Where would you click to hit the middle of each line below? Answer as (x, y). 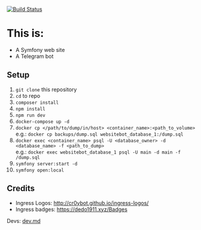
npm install (30, 109)
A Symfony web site (40, 50)
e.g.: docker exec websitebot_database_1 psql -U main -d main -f (98, 152)
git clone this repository (46, 89)
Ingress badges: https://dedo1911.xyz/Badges (71, 209)
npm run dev (30, 115)
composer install (37, 102)
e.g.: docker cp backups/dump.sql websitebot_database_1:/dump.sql (99, 134)
